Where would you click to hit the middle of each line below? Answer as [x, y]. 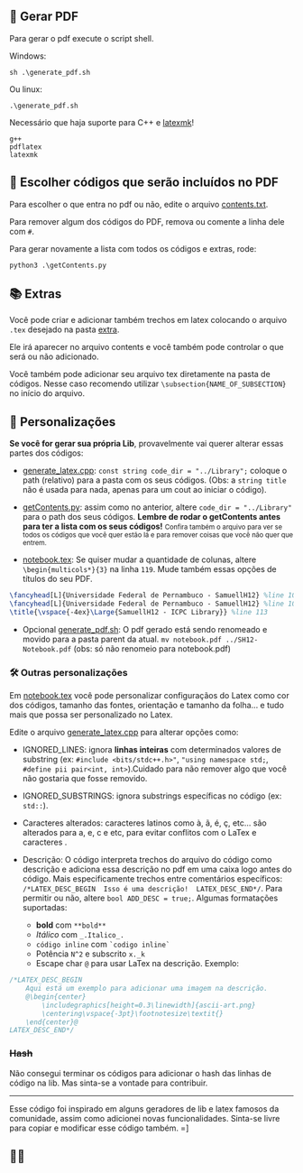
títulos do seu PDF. [57, 579]
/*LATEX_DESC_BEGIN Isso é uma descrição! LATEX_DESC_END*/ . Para [152, 889]
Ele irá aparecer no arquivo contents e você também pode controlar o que [147, 347]
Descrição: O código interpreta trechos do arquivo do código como [147, 860]
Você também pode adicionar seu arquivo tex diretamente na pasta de [140, 374]
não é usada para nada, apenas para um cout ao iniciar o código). [145, 490]
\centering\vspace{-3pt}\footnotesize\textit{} [133, 1013]
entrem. [34, 543]
